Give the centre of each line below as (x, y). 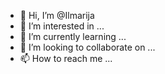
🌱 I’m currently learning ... (73, 36)
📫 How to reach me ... (66, 58)
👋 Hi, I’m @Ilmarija (57, 15)
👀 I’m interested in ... (62, 26)
